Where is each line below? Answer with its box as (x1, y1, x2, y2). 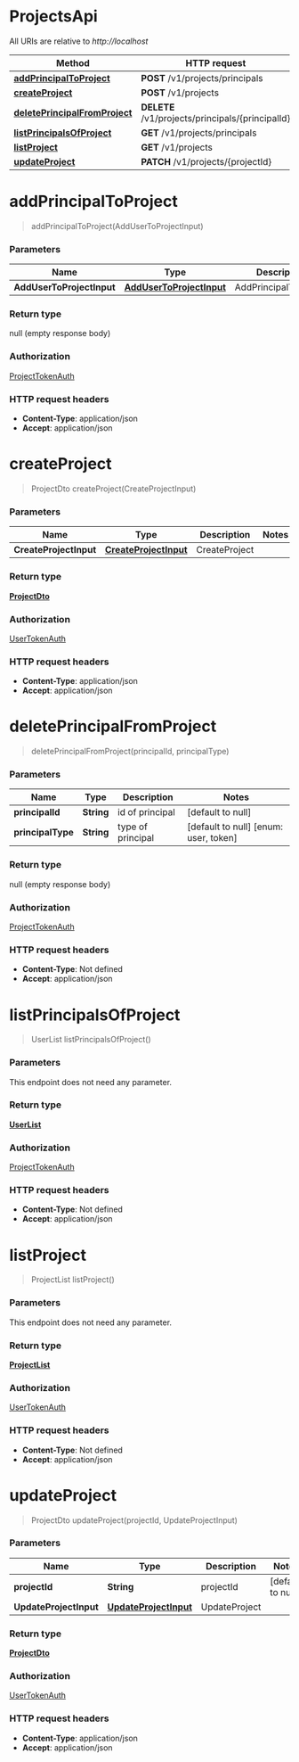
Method (56, 56, 91, 69)
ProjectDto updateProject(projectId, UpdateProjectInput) (30, 1514, 238, 1526)
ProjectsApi (9, 6, 98, 27)
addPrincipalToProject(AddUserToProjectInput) (30, 220, 204, 231)
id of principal (117, 806, 175, 819)
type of (117, 820, 149, 833)
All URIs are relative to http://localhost (9, 36, 149, 46)
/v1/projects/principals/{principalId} (141, 111, 291, 124)
